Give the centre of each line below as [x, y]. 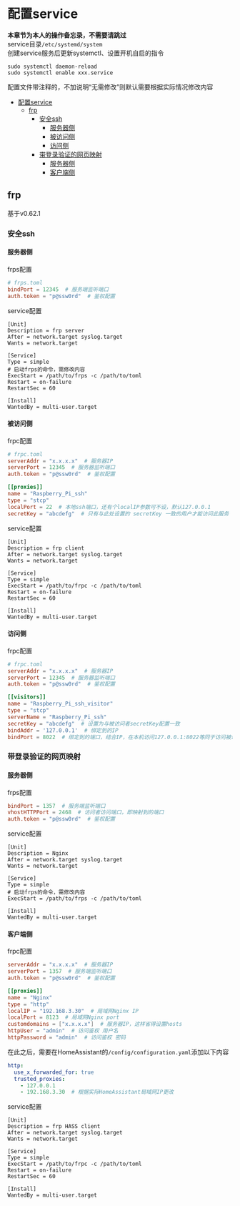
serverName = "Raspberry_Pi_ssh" [57, 717]
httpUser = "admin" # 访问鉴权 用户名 [63, 1031]
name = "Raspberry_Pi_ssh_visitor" [60, 704]
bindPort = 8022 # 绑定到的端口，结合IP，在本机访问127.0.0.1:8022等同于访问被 [119, 737]
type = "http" [29, 1004]
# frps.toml [25, 282]
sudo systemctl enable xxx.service [60, 73]
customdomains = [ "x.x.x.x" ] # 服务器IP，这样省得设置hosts [95, 1024]
